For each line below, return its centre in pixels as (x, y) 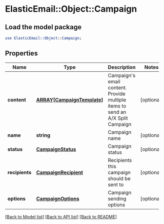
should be (119, 178)
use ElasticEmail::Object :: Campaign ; (43, 38)
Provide (117, 94)
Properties (21, 53)
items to (117, 106)
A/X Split (118, 118)
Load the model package (43, 27)
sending (117, 199)
